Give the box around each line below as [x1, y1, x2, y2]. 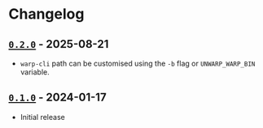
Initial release [20, 112, 65, 122]
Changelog [8, 5, 85, 23]
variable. [20, 67, 50, 77]
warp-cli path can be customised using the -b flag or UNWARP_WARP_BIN [20, 58, 256, 68]
